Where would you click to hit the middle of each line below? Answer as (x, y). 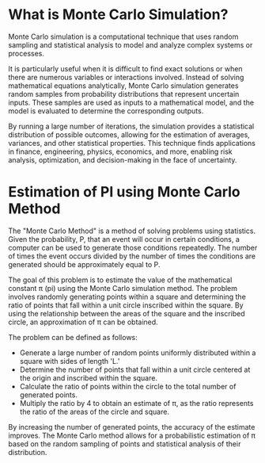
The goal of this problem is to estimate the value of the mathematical (120, 280)
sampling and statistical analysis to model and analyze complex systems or (131, 44)
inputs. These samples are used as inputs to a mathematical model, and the (131, 102)
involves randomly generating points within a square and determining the (127, 297)
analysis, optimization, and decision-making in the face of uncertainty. (123, 159)
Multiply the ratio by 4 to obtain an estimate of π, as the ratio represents (136, 403)
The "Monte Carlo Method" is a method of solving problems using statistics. (132, 231)
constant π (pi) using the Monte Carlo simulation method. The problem (123, 288)
